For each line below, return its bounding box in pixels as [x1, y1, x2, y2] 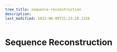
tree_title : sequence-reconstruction [5, 7, 82, 12]
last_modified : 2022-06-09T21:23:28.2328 [5, 16, 90, 21]
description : [5, 12, 32, 16]
